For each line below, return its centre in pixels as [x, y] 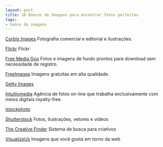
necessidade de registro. [32, 64]
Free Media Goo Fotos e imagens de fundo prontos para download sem [81, 59]
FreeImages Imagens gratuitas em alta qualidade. [57, 74]
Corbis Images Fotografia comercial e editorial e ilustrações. [69, 39]
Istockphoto [18, 109]
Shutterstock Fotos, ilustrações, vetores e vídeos [57, 119]
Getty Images [19, 84]
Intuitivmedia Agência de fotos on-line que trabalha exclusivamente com [82, 94]
